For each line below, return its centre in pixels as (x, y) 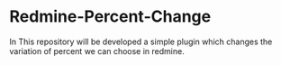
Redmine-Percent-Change (110, 17)
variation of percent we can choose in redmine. (97, 51)
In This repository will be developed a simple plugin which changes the (141, 42)
